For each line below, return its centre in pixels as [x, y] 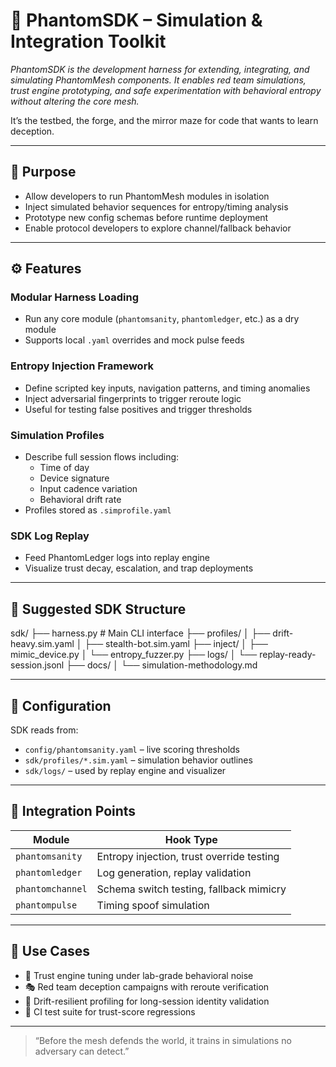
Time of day [64, 468]
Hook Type [191, 839]
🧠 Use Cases [50, 951]
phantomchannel [51, 888]
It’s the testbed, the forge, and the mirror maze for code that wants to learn [164, 120]
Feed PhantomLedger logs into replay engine [117, 558]
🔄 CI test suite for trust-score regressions [110, 1011]
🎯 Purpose [43, 172]
